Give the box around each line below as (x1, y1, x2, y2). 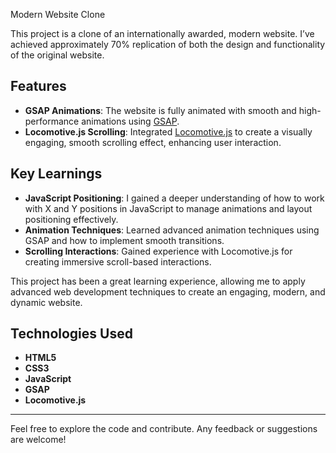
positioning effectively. (24, 213, 119, 225)
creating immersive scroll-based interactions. (24, 255, 212, 268)
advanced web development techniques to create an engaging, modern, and (10, 285, 326, 298)
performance (24, 115, 80, 127)
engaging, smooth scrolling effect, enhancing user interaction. (24, 136, 282, 148)
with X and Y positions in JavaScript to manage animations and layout (24, 202, 313, 214)
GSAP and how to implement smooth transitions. (24, 234, 225, 246)
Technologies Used (10, 325, 133, 343)
